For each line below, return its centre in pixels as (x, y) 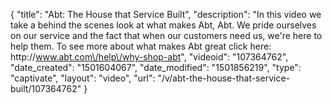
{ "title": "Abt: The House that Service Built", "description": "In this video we (166, 14)
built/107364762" (46, 88)
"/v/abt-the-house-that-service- (224, 78)
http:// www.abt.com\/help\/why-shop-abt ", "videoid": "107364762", (149, 57)
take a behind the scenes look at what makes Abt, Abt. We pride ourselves (163, 25)
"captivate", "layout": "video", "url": (83, 78)
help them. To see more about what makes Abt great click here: (141, 46)
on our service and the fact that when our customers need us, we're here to (166, 35)
